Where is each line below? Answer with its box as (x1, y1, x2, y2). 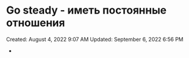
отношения (6, 16, 65, 30)
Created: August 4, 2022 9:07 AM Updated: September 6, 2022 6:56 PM (6, 36, 184, 43)
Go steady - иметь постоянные (6, 4, 167, 17)
